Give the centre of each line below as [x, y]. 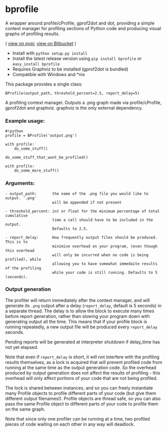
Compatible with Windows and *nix [48, 74]
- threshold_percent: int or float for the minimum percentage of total [82, 211]
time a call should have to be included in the [103, 220]
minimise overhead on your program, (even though [105, 246]
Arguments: [20, 183]
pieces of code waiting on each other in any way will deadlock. [70, 424]
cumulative [16, 215]
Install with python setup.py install [50, 53]
